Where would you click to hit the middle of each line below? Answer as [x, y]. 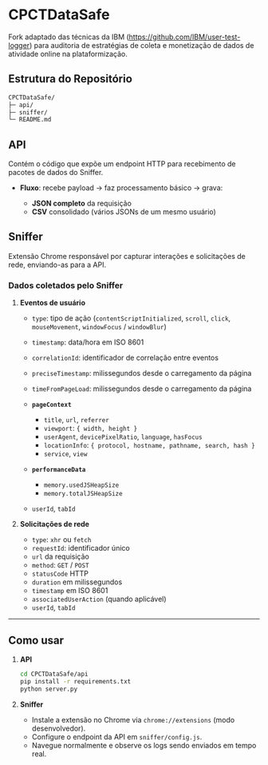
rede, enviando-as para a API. [57, 265]
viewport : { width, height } [91, 428]
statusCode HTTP [60, 574]
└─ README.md [30, 120]
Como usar [36, 640]
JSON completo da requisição [81, 203]
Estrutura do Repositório [71, 79]
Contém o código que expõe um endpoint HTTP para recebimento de [122, 164]
